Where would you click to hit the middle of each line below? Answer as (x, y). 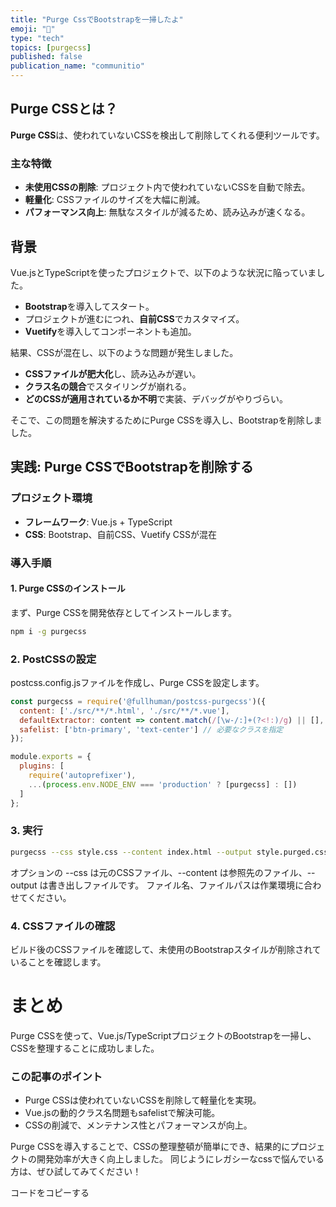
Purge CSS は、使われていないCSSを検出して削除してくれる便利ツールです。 (167, 135)
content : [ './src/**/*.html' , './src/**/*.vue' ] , (124, 711)
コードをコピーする (50, 1193)
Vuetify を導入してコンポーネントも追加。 (110, 331)
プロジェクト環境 (51, 498)
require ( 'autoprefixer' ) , (82, 776)
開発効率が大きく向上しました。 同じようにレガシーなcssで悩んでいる (180, 1159)
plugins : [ (42, 766)
